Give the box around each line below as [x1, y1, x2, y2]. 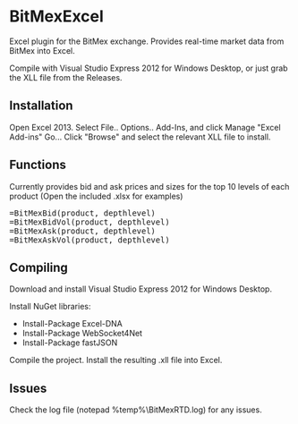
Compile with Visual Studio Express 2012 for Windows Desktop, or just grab [9, 63, 288, 73]
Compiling [9, 259, 69, 275]
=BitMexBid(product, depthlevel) [9, 208, 157, 218]
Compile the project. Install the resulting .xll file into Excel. [9, 355, 223, 366]
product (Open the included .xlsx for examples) [9, 191, 183, 201]
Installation [9, 98, 73, 114]
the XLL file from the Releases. [9, 72, 123, 82]
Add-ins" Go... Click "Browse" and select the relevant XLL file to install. [9, 131, 271, 142]
